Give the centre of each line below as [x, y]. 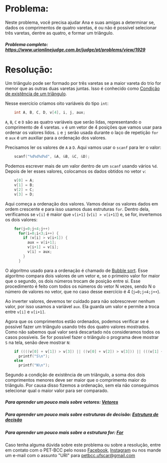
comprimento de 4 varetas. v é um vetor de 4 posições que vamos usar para [83, 128]
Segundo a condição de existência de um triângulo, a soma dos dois [75, 375]
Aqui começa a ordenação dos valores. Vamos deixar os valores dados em [82, 203]
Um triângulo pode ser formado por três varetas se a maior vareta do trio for [83, 83]
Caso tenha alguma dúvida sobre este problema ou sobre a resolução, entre [83, 445]
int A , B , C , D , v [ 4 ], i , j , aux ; [50, 113]
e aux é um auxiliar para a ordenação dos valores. [56, 138]
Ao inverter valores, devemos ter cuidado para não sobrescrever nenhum [80, 301]
